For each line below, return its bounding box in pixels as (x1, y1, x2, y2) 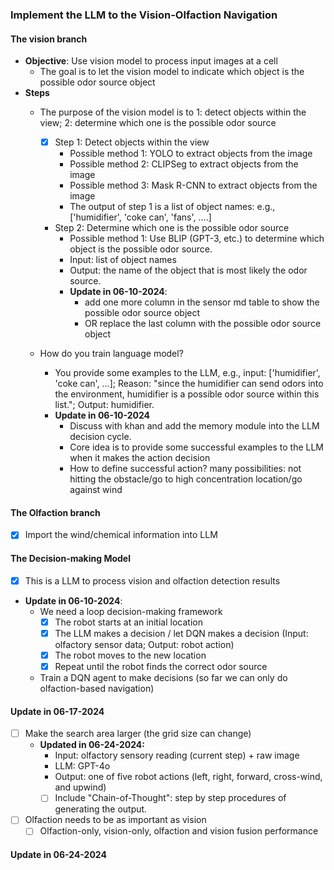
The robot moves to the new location (54, 649, 207, 661)
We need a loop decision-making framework (39, 605, 223, 617)
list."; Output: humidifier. (54, 399, 155, 411)
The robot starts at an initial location (54, 616, 203, 628)
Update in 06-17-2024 (10, 705, 105, 717)
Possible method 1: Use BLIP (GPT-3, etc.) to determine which (69, 233, 325, 245)
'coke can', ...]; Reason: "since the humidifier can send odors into (54, 378, 324, 390)
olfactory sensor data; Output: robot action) (54, 638, 235, 650)
